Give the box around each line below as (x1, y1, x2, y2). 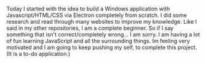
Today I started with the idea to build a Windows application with (6, 5, 170, 12)
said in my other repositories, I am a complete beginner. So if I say (6, 24, 174, 31)
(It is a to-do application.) (6, 50, 71, 57)
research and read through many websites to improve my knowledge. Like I (6, 18, 197, 25)
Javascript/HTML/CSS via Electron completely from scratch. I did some (6, 12, 188, 19)
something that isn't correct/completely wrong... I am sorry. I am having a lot (6, 31, 200, 38)
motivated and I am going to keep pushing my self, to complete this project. (6, 44, 197, 51)
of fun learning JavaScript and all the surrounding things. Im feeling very (6, 38, 191, 44)
